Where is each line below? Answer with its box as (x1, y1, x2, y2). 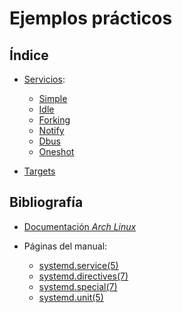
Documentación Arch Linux (23, 220, 137, 232)
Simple (38, 93, 68, 104)
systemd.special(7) (38, 280, 118, 292)
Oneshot (38, 146, 75, 157)
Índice (9, 47, 49, 64)
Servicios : (23, 73, 66, 85)
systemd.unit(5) (38, 291, 104, 303)
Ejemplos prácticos (9, 7, 173, 30)
